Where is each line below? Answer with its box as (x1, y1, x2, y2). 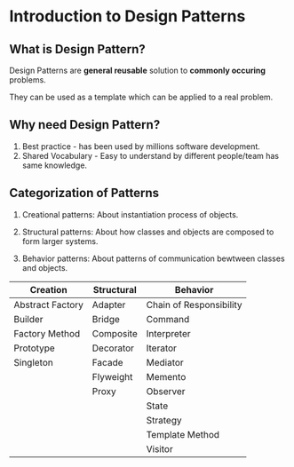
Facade (91, 356, 123, 368)
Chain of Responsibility (146, 298, 242, 311)
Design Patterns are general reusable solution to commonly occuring (9, 65, 266, 75)
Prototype (13, 342, 55, 354)
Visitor (146, 442, 173, 455)
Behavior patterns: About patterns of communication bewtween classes (21, 253, 286, 264)
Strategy (146, 414, 182, 426)
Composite (91, 327, 138, 339)
